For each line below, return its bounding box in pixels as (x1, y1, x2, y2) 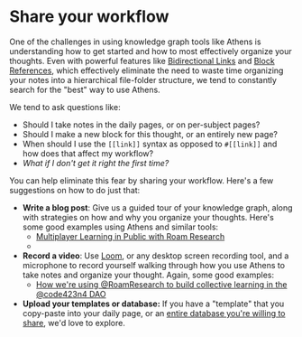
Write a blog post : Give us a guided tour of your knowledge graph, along (22, 201, 293, 213)
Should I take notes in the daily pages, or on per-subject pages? (22, 119, 261, 130)
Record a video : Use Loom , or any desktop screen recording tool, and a (22, 250, 289, 261)
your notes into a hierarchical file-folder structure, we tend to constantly (9, 74, 278, 85)
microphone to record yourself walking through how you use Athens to (22, 259, 286, 270)
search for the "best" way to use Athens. (9, 84, 160, 95)
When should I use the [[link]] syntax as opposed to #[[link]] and (22, 138, 278, 149)
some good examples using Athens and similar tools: (22, 221, 219, 232)
